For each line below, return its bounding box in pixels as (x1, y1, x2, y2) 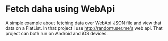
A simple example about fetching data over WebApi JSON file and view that (5, 20, 162, 26)
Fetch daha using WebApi (5, 3, 115, 15)
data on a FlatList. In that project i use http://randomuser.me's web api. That (5, 25, 163, 31)
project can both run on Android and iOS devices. (5, 30, 108, 36)
